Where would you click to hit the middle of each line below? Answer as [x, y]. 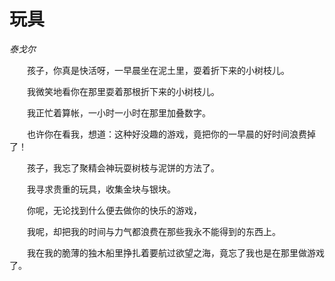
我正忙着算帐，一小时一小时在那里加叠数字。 [118, 112]
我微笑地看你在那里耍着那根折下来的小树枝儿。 [123, 91]
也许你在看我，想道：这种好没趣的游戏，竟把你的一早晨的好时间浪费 [166, 134]
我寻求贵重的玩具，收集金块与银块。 [101, 189]
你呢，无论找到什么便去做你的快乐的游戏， [114, 210]
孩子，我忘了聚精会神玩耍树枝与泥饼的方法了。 [123, 167]
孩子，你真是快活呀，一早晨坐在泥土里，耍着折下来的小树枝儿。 [158, 70]
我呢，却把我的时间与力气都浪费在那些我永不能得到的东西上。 [153, 231]
